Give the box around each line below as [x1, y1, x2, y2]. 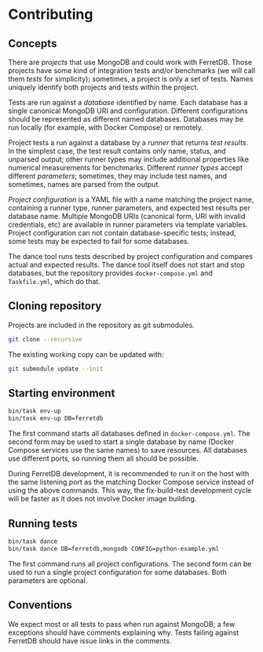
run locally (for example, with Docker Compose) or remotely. [8, 123, 204, 132]
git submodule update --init [8, 365, 104, 373]
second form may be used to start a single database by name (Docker [8, 437, 234, 446]
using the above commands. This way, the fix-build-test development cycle [8, 486, 252, 495]
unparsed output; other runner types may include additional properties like [8, 155, 250, 164]
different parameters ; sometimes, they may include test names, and [8, 171, 228, 180]
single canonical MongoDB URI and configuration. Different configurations [8, 106, 249, 115]
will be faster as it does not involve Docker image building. [8, 494, 197, 504]
